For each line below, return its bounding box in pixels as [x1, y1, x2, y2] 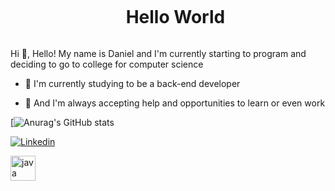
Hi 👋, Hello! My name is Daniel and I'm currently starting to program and [10, 47, 307, 59]
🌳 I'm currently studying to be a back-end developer [24, 77, 241, 89]
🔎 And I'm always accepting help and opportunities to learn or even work [24, 97, 326, 109]
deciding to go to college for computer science [10, 58, 204, 70]
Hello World [125, 6, 226, 29]
